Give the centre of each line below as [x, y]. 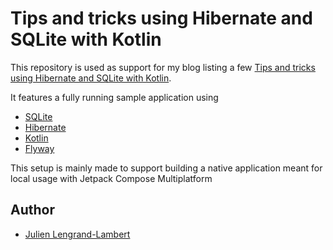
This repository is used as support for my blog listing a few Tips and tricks [163, 67]
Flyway [39, 148]
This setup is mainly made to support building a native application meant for [166, 168]
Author [32, 210]
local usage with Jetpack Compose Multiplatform [111, 178]
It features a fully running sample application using [114, 97]
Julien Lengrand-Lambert [77, 234]
